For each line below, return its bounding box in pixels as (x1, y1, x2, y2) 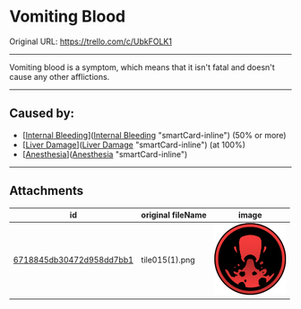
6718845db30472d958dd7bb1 (13, 254, 134, 266)
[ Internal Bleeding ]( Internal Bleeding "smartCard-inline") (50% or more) (21, 129, 287, 140)
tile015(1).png (141, 254, 195, 266)
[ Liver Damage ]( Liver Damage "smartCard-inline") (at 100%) (21, 139, 246, 150)
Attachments (9, 183, 84, 199)
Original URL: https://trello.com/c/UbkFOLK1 (9, 36, 173, 47)
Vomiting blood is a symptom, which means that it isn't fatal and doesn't (9, 61, 275, 73)
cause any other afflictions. (9, 71, 110, 82)
